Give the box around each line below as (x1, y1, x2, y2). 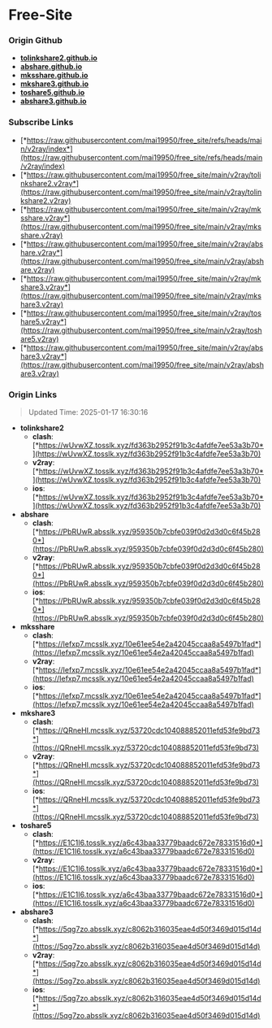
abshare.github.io (19, 62, 83, 72)
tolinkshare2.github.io (19, 53, 97, 63)
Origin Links (8, 389, 58, 400)
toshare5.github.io (19, 88, 85, 98)
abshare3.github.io (19, 96, 87, 107)
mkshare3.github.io (19, 79, 89, 89)
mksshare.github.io (19, 71, 89, 81)
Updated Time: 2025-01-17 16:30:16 (28, 407, 149, 417)
